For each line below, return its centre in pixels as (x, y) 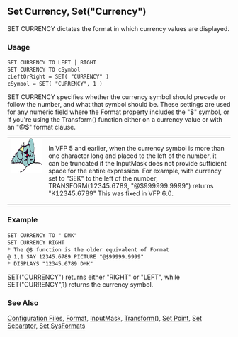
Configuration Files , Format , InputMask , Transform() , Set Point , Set (104, 318)
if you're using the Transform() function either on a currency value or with (115, 120)
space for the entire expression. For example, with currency (135, 171)
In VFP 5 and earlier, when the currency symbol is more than (136, 148)
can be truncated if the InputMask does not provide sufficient (137, 163)
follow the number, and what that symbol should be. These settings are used (119, 105)
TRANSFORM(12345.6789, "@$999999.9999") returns (131, 185)
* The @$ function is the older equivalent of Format (89, 250)
